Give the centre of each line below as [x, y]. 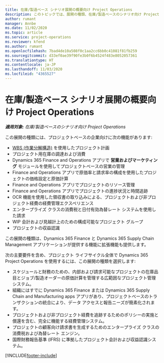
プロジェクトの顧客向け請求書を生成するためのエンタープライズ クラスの [86, 327]
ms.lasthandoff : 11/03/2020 [34, 70]
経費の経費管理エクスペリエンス [62, 203]
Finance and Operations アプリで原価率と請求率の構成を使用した [78, 172]
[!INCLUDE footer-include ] [31, 355]
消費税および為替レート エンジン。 [47, 333]
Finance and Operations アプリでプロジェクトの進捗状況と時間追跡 [80, 191]
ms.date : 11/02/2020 [26, 28]
